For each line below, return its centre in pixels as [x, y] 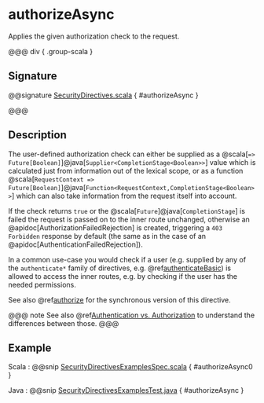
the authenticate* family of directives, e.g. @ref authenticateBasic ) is [120, 268]
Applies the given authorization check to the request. [94, 36]
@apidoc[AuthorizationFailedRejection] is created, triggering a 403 [115, 227]
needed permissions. [42, 284]
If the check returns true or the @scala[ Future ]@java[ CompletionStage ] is [127, 211]
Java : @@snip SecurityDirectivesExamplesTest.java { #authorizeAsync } [126, 390]
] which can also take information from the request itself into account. [124, 196]
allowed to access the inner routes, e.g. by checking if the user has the [123, 276]
